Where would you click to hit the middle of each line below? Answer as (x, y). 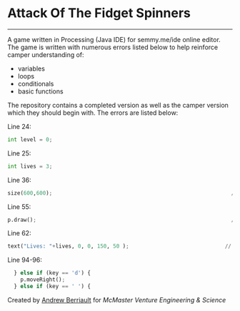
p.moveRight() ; (43, 280)
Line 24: (20, 126)
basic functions (40, 91)
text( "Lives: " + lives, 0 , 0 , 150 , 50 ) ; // (120, 246)
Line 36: (20, 180)
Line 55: (19, 207)
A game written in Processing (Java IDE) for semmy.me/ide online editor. (114, 39)
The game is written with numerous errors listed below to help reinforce (113, 47)
